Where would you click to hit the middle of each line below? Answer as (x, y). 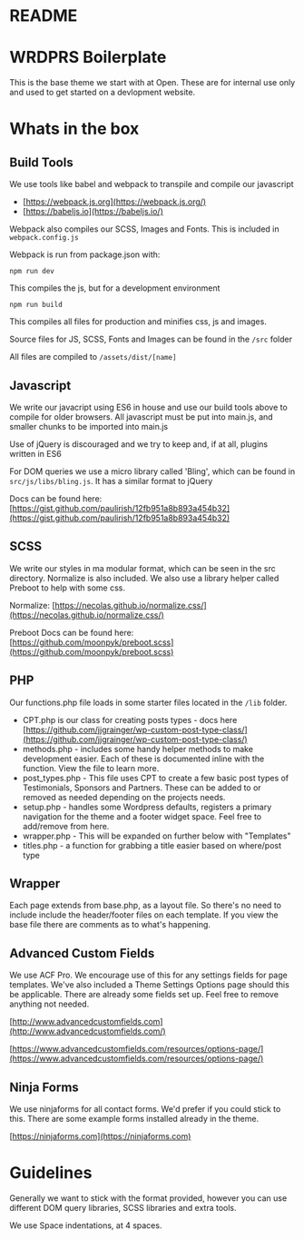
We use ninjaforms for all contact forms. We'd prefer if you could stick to (145, 1109)
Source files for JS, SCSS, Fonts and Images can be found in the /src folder (151, 339)
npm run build (36, 305)
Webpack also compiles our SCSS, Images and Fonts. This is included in (144, 229)
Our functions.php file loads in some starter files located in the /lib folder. (148, 702)
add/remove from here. (66, 826)
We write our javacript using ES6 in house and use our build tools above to (148, 407)
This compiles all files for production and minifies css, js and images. (138, 322)
